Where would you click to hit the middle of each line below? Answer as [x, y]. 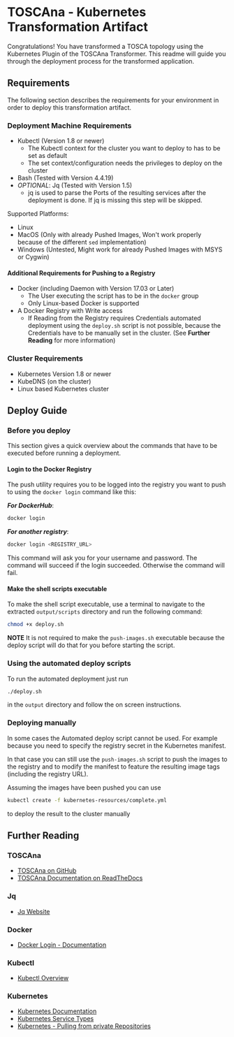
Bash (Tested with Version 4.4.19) [65, 178]
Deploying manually [42, 723]
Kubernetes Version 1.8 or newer [64, 374]
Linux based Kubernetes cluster [63, 389]
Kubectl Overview [43, 978]
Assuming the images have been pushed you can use [84, 788]
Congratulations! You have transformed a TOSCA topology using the [105, 46]
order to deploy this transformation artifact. [69, 107]
